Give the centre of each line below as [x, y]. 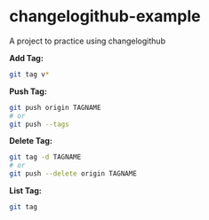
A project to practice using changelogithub [88, 41]
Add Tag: [27, 58]
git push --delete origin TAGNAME [73, 174]
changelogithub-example [105, 16]
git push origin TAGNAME [55, 107]
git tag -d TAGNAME [45, 157]
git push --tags [39, 124]
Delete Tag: [31, 141]
